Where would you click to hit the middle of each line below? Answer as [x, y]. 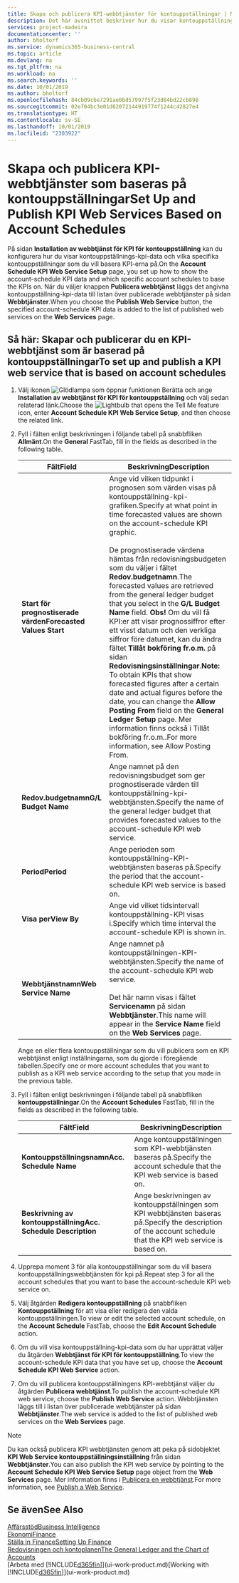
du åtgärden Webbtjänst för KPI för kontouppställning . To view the [116, 1355]
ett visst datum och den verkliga [163, 630]
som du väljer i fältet [143, 568]
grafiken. [124, 505]
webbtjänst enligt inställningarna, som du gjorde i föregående [107, 1058]
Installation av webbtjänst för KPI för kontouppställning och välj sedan [123, 398]
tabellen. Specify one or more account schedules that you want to [113, 1066]
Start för [36, 604]
